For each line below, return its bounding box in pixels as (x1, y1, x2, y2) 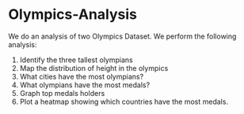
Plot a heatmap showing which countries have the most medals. (19, 97, 228, 106)
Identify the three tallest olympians (19, 55, 133, 64)
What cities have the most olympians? (19, 72, 144, 81)
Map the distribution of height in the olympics (19, 63, 169, 72)
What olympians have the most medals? (19, 80, 151, 90)
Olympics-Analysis (8, 6, 137, 24)
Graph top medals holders (19, 88, 105, 97)
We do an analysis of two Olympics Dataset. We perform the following (8, 31, 237, 41)
